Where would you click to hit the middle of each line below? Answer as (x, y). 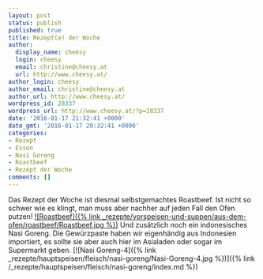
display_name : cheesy (51, 52)
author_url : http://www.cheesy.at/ (67, 96)
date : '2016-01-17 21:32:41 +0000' (67, 119)
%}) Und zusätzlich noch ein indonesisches (176, 224)
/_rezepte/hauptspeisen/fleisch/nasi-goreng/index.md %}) (103, 266)
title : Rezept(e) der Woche (54, 38)
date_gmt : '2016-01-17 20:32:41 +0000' (74, 126)
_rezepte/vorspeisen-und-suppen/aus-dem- (175, 216)
